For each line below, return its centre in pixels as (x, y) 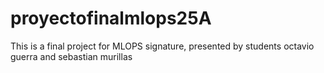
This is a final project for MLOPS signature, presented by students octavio (162, 46)
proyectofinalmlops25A (111, 18)
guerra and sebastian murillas (71, 56)
